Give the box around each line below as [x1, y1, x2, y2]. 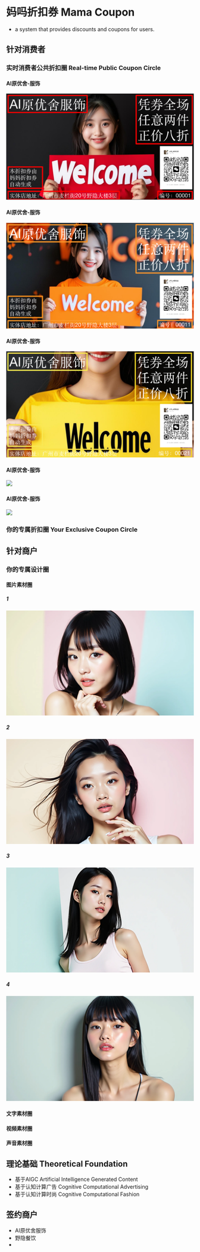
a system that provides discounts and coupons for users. [14, 25, 155, 33]
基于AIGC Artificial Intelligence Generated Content [14, 1176, 138, 1183]
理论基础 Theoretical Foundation [6, 1159, 128, 1169]
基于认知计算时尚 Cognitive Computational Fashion [14, 1190, 140, 1198]
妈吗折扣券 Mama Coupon [6, 5, 135, 19]
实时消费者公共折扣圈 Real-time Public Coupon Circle [6, 64, 161, 72]
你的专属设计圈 [6, 565, 49, 574]
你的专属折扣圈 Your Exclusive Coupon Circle [6, 525, 138, 534]
